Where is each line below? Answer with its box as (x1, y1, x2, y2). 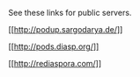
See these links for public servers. (8, 8, 132, 17)
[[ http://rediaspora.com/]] (8, 59, 102, 68)
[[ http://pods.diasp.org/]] (8, 41, 99, 52)
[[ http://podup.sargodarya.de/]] (8, 24, 123, 34)
